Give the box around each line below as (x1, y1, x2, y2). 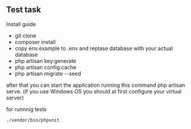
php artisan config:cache (14, 64, 77, 71)
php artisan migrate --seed (14, 70, 82, 77)
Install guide (6, 20, 36, 27)
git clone (14, 32, 37, 39)
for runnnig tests (6, 105, 47, 112)
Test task (6, 5, 42, 15)
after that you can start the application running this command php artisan (6, 81, 186, 89)
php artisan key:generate (14, 57, 77, 64)
